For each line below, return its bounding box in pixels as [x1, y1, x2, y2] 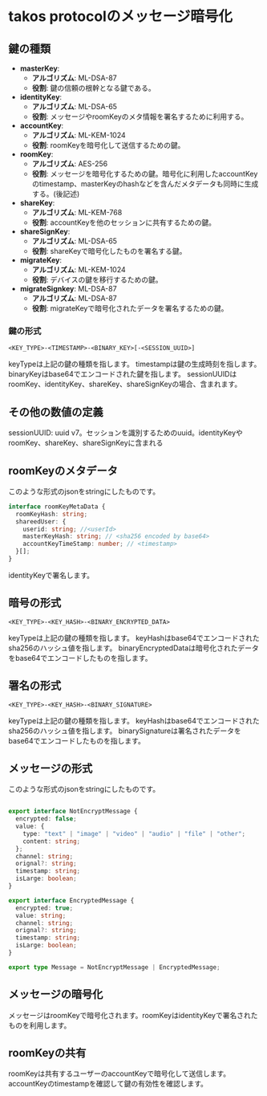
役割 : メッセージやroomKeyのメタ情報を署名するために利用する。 [31, 112, 249, 121]
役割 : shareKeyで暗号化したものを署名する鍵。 [31, 246, 187, 255]
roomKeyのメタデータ [8, 463, 119, 478]
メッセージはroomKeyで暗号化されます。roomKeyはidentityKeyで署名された [8, 1010, 258, 1020]
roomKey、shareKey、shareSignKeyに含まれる [8, 438, 164, 448]
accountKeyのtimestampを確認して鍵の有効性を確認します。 [8, 1079, 208, 1089]
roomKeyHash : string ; [15, 510, 88, 518]
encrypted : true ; [15, 904, 74, 912]
